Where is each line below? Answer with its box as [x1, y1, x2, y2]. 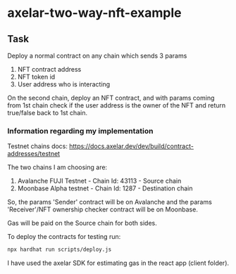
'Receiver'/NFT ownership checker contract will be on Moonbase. [7, 205, 199, 214]
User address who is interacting [17, 80, 111, 89]
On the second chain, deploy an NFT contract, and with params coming [7, 93, 215, 102]
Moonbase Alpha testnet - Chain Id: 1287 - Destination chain [17, 184, 193, 193]
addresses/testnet [7, 150, 61, 158]
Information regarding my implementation [7, 126, 154, 136]
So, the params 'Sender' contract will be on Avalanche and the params [7, 198, 213, 207]
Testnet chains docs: [7, 142, 68, 150]
